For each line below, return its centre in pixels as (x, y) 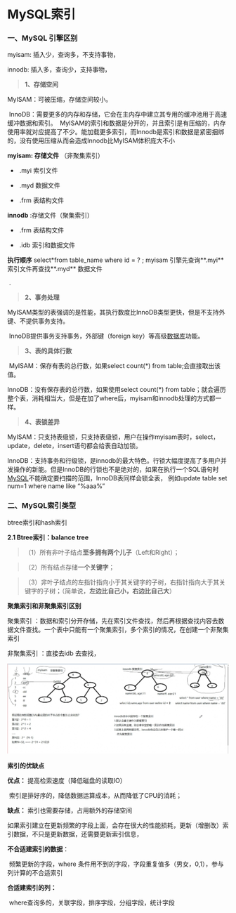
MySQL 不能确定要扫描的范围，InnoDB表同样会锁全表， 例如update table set (117, 478)
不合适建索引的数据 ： (38, 849)
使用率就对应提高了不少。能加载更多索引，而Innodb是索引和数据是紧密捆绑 (116, 132)
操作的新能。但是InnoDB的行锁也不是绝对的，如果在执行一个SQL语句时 (116, 469)
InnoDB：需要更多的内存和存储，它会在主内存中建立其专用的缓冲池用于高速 (118, 114)
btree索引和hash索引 (38, 522)
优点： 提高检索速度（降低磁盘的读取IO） (67, 781)
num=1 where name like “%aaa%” (56, 486)
